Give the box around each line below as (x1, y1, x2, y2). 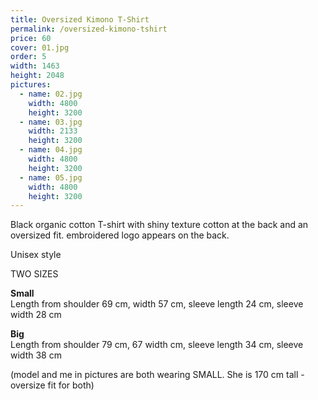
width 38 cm (10, 349, 62, 361)
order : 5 (10, 52, 47, 62)
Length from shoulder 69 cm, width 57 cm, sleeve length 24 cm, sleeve (10, 298, 304, 310)
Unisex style (10, 249, 62, 261)
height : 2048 (10, 71, 65, 81)
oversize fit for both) (10, 379, 95, 391)
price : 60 (10, 33, 52, 43)
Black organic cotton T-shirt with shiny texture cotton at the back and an (10, 219, 309, 231)
